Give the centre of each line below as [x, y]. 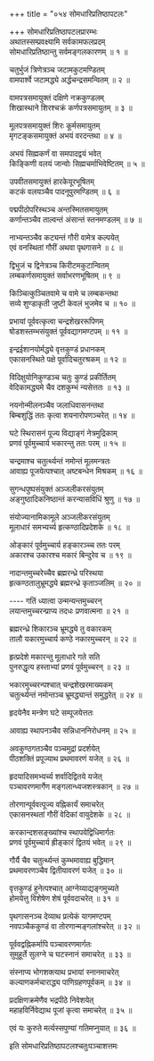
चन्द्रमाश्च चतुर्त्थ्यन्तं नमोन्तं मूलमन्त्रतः [60, 461]
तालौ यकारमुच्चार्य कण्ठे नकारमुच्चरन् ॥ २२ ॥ [73, 639]
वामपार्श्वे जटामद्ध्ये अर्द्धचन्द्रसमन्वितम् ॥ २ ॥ [70, 80]
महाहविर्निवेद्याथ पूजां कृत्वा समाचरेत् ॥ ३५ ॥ [71, 1010]
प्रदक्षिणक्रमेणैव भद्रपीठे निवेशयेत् [52, 1000]
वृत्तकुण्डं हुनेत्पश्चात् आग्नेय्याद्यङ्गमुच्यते [64, 888]
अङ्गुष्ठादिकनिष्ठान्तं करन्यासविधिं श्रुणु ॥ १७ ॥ [75, 499]
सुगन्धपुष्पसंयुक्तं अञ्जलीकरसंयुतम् [57, 489]
